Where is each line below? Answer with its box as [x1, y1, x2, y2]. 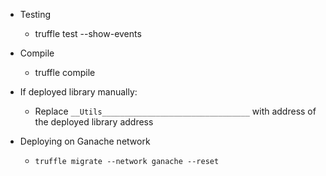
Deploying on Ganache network [19, 135, 151, 147]
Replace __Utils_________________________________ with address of [34, 105, 317, 117]
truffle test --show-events [34, 28, 142, 39]
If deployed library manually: [19, 86, 138, 98]
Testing [19, 9, 52, 20]
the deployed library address [34, 116, 154, 128]
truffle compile [34, 67, 96, 78]
